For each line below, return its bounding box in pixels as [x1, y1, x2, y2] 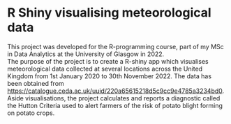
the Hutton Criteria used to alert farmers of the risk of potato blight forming [7, 101, 223, 109]
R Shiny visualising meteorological [7, 5, 211, 21]
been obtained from [7, 79, 64, 87]
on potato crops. [7, 109, 55, 117]
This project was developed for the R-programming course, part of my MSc [7, 42, 225, 51]
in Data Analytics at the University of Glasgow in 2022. [7, 50, 165, 58]
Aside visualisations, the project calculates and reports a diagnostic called [7, 94, 221, 102]
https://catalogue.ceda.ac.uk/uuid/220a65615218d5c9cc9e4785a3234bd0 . [7, 87, 225, 95]
